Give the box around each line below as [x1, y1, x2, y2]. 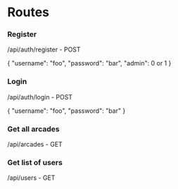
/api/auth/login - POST [7, 92, 72, 101]
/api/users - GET [7, 173, 56, 182]
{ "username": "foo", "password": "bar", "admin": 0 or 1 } [7, 59, 172, 68]
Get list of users [7, 158, 63, 167]
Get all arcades [7, 124, 60, 134]
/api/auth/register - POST [7, 45, 81, 54]
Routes [7, 4, 49, 20]
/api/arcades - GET [7, 140, 63, 149]
